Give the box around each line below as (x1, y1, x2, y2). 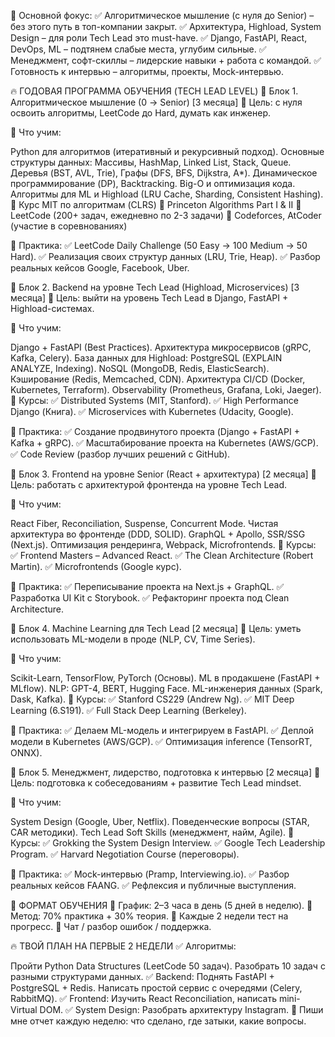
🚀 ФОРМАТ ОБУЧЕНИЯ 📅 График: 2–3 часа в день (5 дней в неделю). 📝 (10, 900, 313, 911)
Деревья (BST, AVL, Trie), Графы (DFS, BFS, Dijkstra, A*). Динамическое (10, 167, 318, 179)
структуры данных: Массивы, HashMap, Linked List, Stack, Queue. (10, 156, 292, 168)
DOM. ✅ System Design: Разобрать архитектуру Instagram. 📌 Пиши (39, 1004, 324, 1015)
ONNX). (10, 747, 43, 759)
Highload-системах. (10, 303, 95, 314)
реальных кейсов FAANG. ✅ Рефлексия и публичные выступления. (10, 880, 297, 891)
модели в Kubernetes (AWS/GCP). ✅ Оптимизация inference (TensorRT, (10, 736, 313, 747)
